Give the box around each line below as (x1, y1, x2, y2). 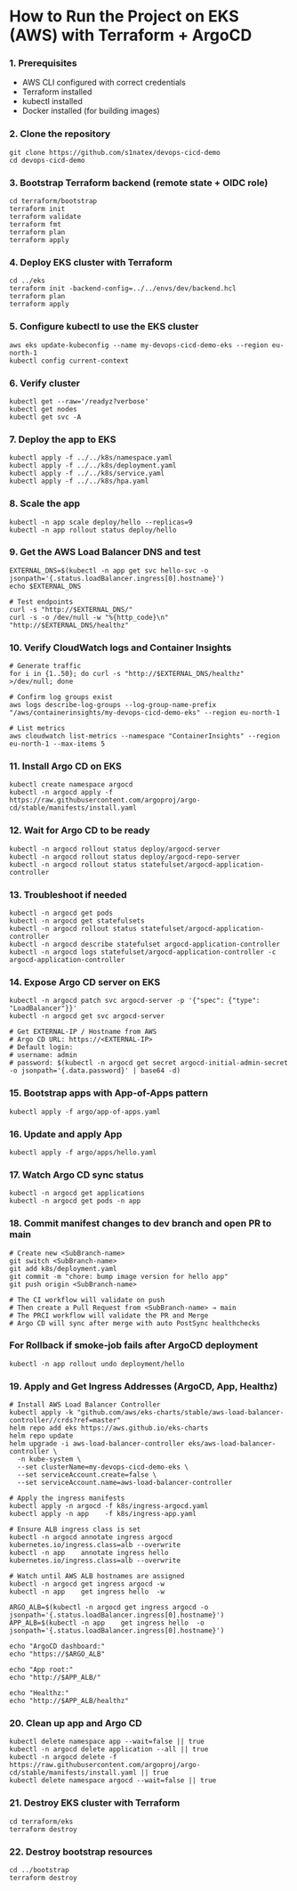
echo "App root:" (9, 1666, 74, 1675)
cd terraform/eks (9, 1817, 74, 1826)
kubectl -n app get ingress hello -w (9, 1587, 165, 1596)
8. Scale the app (9, 497, 81, 509)
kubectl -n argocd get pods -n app (9, 1196, 141, 1206)
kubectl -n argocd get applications (9, 1189, 145, 1198)
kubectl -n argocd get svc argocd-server (9, 1012, 165, 1021)
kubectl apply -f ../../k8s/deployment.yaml (9, 461, 177, 470)
